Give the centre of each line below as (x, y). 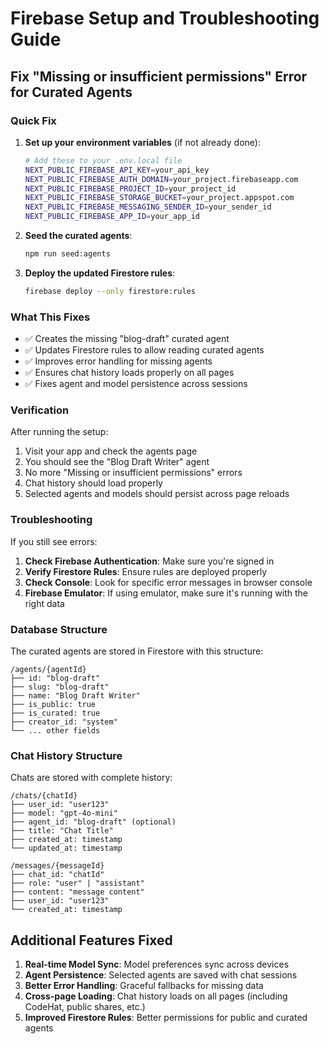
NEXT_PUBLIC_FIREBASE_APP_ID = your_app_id (112, 217)
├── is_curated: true (55, 713)
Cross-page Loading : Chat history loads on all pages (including (156, 996)
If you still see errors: (54, 541)
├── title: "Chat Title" (62, 831)
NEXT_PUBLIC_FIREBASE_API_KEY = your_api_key (117, 170)
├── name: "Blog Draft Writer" (75, 695)
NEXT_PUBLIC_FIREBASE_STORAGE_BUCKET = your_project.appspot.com (159, 198)
